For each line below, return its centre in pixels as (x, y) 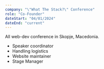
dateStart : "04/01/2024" (30, 18)
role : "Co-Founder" (25, 14)
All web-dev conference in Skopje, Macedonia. (52, 37)
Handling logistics (30, 51)
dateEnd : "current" (25, 23)
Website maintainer (31, 56)
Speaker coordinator (33, 46)
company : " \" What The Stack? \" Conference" (50, 9)
